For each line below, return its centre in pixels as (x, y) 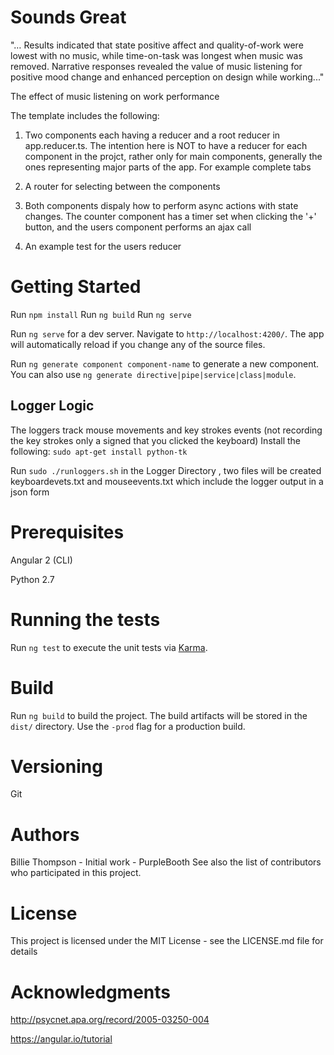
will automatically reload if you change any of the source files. (138, 344)
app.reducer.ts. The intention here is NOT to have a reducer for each (166, 145)
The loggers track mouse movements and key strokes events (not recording (166, 430)
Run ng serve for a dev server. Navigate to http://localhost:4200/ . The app (167, 333)
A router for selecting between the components (122, 186)
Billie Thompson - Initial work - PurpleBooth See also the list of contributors (166, 862)
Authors (45, 834)
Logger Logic (52, 406)
